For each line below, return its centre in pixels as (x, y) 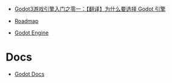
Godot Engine (31, 33)
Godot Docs (29, 74)
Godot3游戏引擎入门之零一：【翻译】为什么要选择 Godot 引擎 (90, 9)
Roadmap (26, 21)
